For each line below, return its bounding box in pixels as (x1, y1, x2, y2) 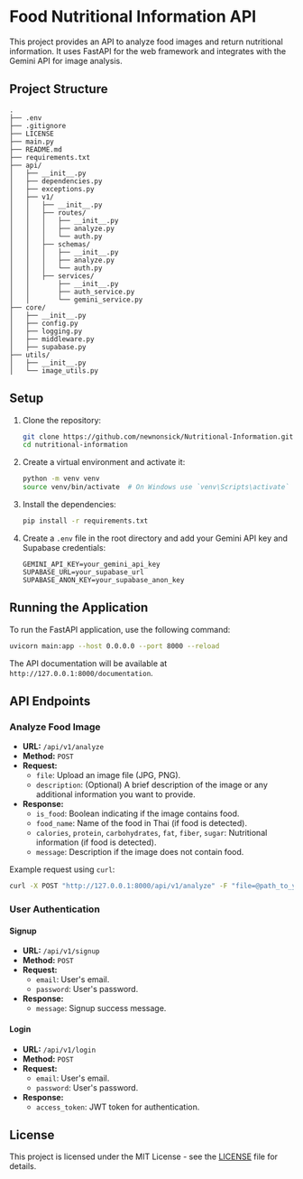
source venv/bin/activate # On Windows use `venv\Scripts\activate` (22, 483, 290, 492)
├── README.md (9, 144, 63, 154)
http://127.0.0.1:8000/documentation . (9, 667, 153, 678)
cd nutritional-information (22, 441, 128, 450)
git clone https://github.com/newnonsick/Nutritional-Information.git (22, 432, 294, 441)
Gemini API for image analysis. (9, 55, 124, 66)
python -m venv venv (22, 474, 100, 484)
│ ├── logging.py (9, 327, 83, 336)
